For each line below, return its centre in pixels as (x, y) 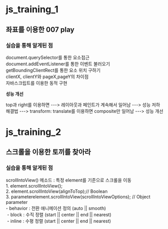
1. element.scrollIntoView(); (34, 186)
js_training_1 (32, 9)
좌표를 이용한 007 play (40, 29)
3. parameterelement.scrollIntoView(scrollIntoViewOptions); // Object (78, 197)
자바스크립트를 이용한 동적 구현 (37, 83)
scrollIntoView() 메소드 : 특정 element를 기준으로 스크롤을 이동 (69, 180)
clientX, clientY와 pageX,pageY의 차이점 (47, 76)
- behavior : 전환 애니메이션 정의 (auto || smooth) (56, 208)
